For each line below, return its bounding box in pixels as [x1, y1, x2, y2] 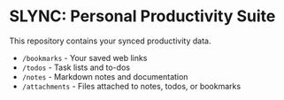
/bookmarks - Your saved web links [21, 52, 148, 63]
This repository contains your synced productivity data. [9, 35, 211, 46]
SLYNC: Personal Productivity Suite [9, 6, 276, 27]
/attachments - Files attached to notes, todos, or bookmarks [21, 81, 242, 91]
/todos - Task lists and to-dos [21, 62, 131, 73]
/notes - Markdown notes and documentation [21, 71, 188, 81]
